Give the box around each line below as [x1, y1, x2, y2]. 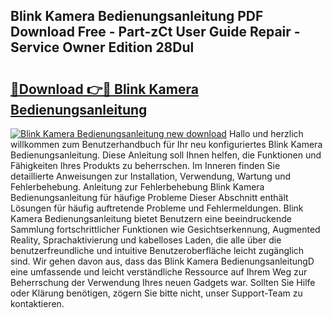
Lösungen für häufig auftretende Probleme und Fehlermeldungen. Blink [10, 202, 304, 214]
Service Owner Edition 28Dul [10, 39, 195, 56]
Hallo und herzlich [228, 128, 304, 139]
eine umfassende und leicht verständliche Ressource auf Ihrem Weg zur [10, 266, 308, 278]
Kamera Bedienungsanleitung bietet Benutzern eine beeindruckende [10, 213, 292, 224]
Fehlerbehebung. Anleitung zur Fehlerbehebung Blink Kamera [10, 181, 265, 193]
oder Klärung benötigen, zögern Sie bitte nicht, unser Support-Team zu [10, 287, 303, 299]
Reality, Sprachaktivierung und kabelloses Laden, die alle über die [10, 234, 282, 246]
